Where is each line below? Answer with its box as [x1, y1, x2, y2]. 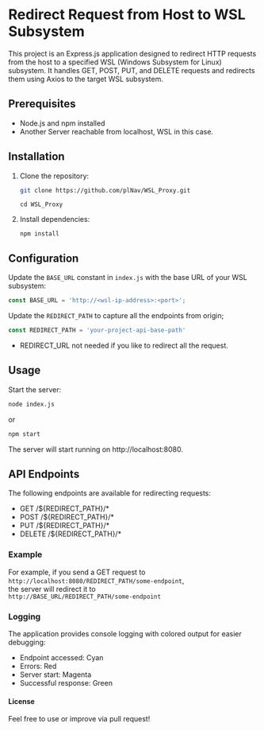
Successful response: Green [19, 678, 113, 687]
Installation [8, 150, 65, 164]
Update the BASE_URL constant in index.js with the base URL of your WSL [8, 273, 247, 282]
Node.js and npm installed [19, 118, 105, 128]
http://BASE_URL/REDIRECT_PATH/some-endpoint [8, 593, 161, 601]
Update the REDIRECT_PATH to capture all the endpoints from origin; [8, 311, 224, 321]
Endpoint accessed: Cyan [19, 652, 104, 662]
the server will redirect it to [8, 584, 97, 593]
